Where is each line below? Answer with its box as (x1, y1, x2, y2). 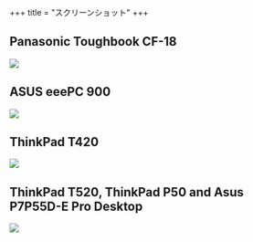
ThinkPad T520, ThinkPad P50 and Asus (9, 184, 245, 200)
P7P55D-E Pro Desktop (9, 198, 143, 214)
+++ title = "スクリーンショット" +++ (9, 7, 149, 17)
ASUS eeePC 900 (9, 84, 111, 100)
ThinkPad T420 (9, 134, 99, 150)
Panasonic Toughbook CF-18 (9, 34, 177, 49)
